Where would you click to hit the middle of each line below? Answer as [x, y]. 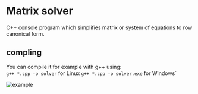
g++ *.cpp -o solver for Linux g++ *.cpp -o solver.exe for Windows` [92, 73]
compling [24, 53]
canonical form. [25, 33]
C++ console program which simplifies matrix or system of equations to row [99, 27]
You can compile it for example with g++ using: [64, 67]
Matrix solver [40, 11]
